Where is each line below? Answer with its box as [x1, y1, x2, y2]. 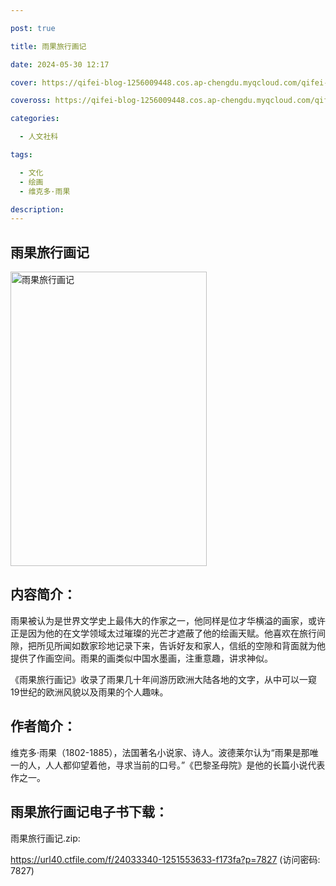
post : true [10, 23, 56, 33]
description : [10, 204, 65, 215]
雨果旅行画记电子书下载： [10, 804, 168, 821]
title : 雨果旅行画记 [10, 41, 87, 51]
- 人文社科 [19, 132, 59, 142]
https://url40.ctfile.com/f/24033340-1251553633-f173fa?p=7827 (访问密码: [10, 853, 321, 865]
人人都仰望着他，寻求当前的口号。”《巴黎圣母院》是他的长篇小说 [44, 759, 308, 771]
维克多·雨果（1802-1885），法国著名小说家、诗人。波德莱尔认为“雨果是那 [10, 746, 310, 758]
